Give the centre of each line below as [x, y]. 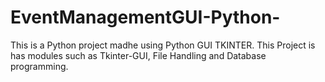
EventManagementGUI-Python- [145, 17]
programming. [39, 66]
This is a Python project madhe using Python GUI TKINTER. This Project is [163, 45]
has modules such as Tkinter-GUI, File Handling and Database [138, 55]
